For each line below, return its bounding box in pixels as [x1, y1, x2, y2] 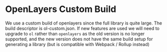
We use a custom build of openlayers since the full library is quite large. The [5, 20, 162, 26]
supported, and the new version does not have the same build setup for [5, 36, 153, 42]
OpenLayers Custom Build [5, 3, 116, 15]
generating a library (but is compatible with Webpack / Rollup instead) [5, 41, 149, 47]
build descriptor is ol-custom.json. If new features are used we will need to [5, 25, 159, 31]
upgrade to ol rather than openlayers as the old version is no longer [5, 30, 145, 36]
